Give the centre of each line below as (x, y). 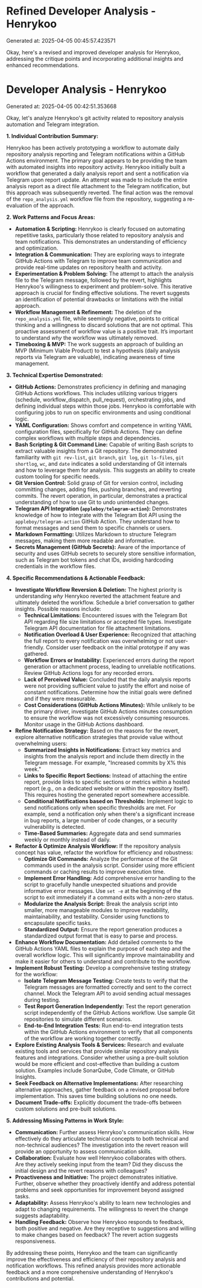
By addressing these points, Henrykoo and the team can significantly (92, 1252)
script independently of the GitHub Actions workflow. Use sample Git (109, 1012)
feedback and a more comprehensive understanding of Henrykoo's (90, 1272)
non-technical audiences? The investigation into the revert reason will (102, 1145)
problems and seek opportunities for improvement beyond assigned (99, 1190)
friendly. (34, 647)
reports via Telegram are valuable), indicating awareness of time (95, 357)
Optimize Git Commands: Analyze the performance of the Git (101, 858)
